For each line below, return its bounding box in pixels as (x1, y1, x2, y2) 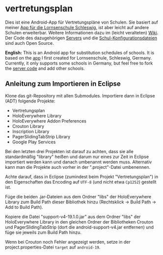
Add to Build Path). (5, 204, 43, 210)
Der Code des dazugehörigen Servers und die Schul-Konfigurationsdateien (5, 35, 157, 41)
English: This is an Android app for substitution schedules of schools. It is (5, 50, 155, 56)
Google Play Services (12, 139, 56, 145)
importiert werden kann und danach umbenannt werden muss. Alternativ (5, 159, 152, 165)
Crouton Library (12, 123, 45, 129)
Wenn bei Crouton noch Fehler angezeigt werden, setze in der (5, 239, 131, 245)
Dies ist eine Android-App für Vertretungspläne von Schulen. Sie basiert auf (5, 19, 159, 25)
